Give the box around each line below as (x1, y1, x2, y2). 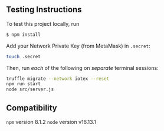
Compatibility (6, 103, 57, 113)
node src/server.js (6, 86, 54, 93)
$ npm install (6, 32, 41, 38)
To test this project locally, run (6, 20, 80, 27)
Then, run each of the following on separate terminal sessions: (6, 64, 159, 71)
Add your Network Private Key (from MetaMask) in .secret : (6, 42, 150, 49)
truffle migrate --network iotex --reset (6, 76, 110, 82)
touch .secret (6, 53, 41, 59)
